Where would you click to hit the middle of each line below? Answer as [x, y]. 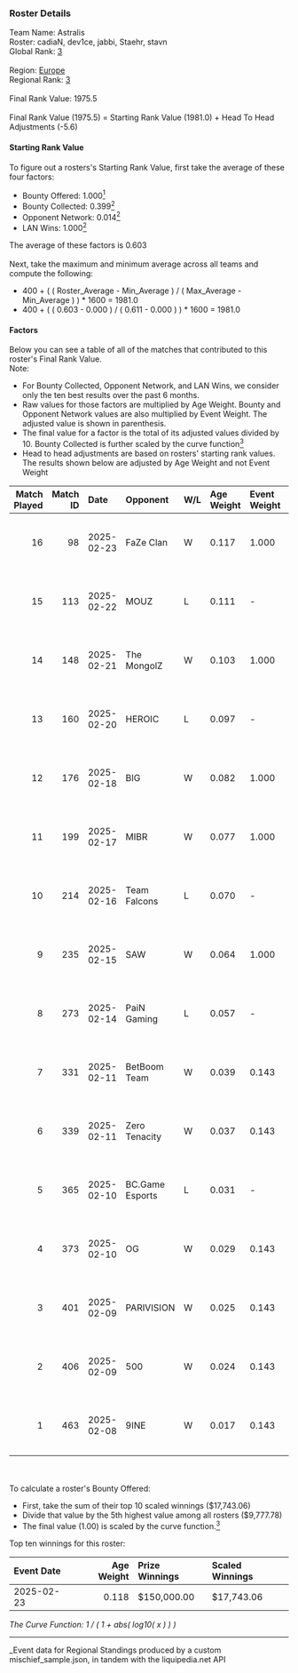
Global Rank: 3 [36, 52]
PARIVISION [150, 1307]
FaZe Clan [147, 542]
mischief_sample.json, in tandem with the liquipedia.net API [118, 1659]
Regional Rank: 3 [40, 80]
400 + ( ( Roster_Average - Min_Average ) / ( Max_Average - [132, 291]
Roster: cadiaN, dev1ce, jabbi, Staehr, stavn [88, 42]
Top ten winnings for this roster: [67, 1543]
